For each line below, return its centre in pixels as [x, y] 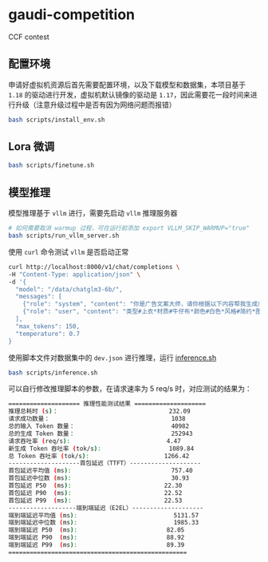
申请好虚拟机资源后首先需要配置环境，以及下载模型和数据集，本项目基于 [127, 85]
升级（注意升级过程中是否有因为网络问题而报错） [95, 105]
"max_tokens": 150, [48, 326]
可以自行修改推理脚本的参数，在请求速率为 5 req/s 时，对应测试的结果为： [130, 389]
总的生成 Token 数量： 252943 [100, 433]
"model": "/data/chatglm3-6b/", [69, 289]
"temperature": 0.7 [48, 334]
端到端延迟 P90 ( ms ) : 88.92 [97, 538]
